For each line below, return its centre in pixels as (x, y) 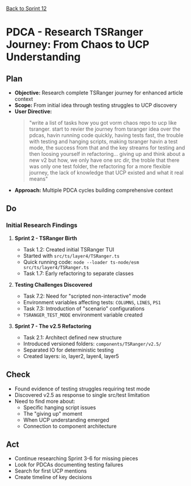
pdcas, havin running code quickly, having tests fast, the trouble (106, 135)
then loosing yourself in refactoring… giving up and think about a (107, 154)
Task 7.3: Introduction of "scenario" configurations (84, 308)
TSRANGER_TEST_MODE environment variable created (83, 315)
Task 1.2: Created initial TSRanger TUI (69, 249)
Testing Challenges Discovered (53, 284)
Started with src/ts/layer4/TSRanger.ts (71, 256)
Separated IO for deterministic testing (68, 350)
